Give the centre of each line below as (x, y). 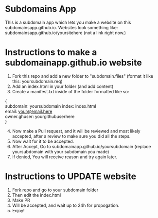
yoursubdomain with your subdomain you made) (61, 151)
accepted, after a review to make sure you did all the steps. (71, 136)
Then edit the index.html (36, 195)
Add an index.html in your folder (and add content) (63, 86)
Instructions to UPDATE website (71, 176)
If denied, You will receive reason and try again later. (65, 157)
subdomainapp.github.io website (73, 63)
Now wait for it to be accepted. (43, 141)
